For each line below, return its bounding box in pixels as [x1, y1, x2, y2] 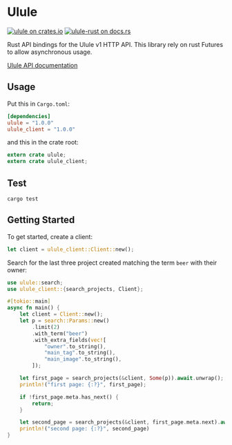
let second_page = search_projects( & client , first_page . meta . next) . [19, 419, 221, 426]
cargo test [7, 195, 39, 202]
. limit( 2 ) [32, 323, 60, 330]
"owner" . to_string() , [43, 343, 107, 350]
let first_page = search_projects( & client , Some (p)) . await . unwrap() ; [19, 375, 224, 381]
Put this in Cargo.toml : [7, 100, 70, 108]
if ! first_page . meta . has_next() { [19, 393, 119, 401]
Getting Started [7, 214, 75, 226]
